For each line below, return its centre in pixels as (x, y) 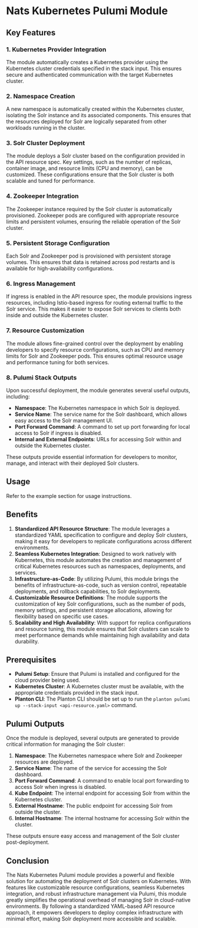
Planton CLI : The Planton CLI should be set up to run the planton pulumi (102, 699)
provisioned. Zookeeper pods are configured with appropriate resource (93, 215)
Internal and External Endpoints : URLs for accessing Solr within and (98, 439)
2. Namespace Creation (41, 96)
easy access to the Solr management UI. (64, 420)
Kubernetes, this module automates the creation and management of (98, 560)
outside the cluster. (38, 812)
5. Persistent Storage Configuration (58, 243)
